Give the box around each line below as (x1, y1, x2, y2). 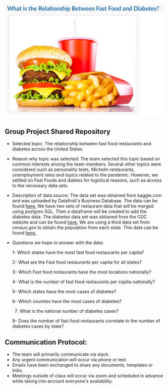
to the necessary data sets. (12, 183, 69, 189)
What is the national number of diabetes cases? (19, 308, 119, 314)
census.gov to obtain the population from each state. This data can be (12, 225, 158, 231)
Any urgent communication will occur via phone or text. (12, 357, 128, 363)
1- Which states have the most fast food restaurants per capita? (12, 249, 144, 256)
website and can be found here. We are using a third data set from (12, 219, 150, 226)
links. (12, 367, 23, 373)
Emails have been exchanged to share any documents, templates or (12, 362, 153, 368)
